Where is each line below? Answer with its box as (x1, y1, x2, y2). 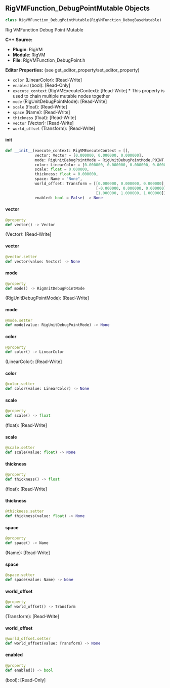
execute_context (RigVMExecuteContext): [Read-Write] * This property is (12, 87, 165, 93)
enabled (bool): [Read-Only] (12, 82, 71, 88)
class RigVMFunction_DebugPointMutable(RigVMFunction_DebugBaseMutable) (5, 17, 162, 22)
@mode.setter (5, 318, 33, 323)
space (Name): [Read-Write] (12, 109, 70, 115)
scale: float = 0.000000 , (34, 167, 90, 172)
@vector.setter (5, 254, 37, 259)
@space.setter (5, 572, 35, 577)
